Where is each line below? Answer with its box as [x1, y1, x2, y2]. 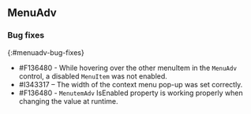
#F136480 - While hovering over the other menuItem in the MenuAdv [18, 63, 238, 72]
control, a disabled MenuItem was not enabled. [18, 71, 167, 81]
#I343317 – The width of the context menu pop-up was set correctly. [18, 79, 243, 89]
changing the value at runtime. [18, 96, 118, 105]
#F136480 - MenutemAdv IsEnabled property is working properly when [18, 88, 243, 97]
